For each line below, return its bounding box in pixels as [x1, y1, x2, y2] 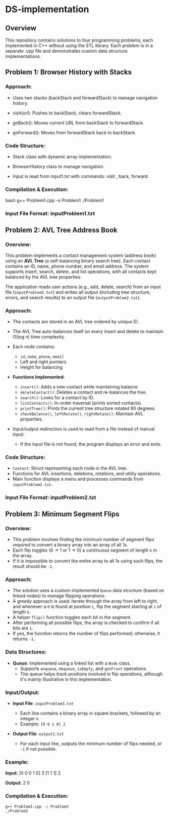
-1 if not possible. [20, 746, 57, 752]
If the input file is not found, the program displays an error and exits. [20, 441, 162, 447]
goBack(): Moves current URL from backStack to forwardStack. [12, 120, 145, 126]
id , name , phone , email [20, 354, 65, 360]
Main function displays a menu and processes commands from [12, 476, 144, 482]
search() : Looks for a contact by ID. [20, 395, 94, 401]
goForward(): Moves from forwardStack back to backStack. [12, 129, 137, 135]
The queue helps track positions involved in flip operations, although [20, 671, 163, 677]
